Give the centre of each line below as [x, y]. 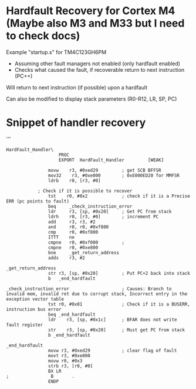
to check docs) [43, 36]
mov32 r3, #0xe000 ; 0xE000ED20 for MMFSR [114, 175]
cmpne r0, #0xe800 [73, 247]
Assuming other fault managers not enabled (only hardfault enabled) [97, 64]
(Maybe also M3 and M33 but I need [95, 23]
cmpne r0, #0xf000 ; [86, 242]
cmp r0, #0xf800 [73, 232]
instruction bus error [34, 309]
